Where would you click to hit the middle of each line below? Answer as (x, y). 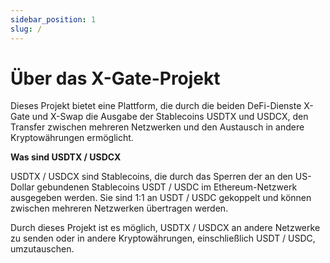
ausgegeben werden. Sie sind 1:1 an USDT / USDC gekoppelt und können (161, 198)
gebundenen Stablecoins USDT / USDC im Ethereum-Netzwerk (167, 187)
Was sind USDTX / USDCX (66, 157)
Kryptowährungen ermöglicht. (72, 138)
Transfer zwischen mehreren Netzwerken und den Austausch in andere (157, 127)
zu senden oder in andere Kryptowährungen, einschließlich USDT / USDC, (163, 238)
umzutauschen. (42, 249)
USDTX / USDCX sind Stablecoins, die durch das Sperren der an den (151, 177)
